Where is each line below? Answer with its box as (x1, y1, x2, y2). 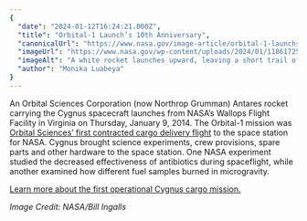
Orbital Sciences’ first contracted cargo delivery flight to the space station (9, 127, 289, 138)
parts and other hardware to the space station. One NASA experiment (9, 146, 271, 157)
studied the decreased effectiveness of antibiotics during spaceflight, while (9, 156, 294, 167)
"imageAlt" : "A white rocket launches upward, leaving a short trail (17, 56, 288, 65)
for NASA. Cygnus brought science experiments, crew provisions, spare (9, 136, 281, 147)
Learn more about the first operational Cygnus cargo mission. (9, 184, 241, 195)
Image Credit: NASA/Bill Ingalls (9, 201, 126, 212)
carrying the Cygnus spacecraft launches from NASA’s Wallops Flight (9, 107, 270, 119)
